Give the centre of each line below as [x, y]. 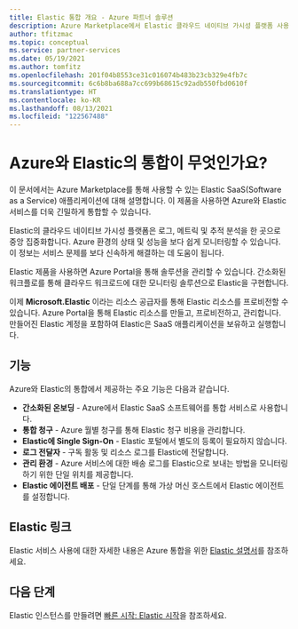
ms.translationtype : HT [53, 92]
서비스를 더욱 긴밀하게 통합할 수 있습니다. [80, 212]
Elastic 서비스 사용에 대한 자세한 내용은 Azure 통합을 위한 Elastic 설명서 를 [137, 550]
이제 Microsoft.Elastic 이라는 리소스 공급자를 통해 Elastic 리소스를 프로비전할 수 [149, 302]
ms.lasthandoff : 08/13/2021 [61, 108]
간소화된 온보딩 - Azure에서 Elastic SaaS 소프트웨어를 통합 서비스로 [140, 407]
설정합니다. [51, 496]
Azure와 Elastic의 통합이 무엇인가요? [138, 163]
